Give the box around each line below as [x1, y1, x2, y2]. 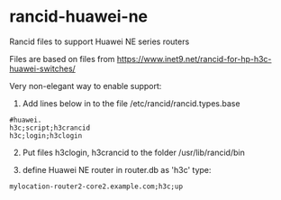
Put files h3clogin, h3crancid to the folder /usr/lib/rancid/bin [22, 147, 245, 158]
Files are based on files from [9, 53, 115, 64]
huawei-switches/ [9, 63, 77, 74]
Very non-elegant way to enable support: [9, 80, 162, 91]
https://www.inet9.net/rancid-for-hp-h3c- [116, 53, 272, 64]
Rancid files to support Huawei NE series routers [9, 36, 190, 47]
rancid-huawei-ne [9, 6, 149, 27]
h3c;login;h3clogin [9, 131, 83, 141]
